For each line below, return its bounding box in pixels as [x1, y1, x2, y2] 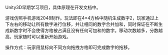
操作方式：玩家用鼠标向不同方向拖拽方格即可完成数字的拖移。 [5, 44, 132, 50]
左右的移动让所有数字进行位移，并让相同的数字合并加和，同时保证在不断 [9, 21, 158, 27]
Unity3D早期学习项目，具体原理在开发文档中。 [5, 4, 101, 10]
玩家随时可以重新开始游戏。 [13, 34, 71, 39]
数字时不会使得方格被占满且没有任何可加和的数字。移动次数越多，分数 [13, 27, 158, 33]
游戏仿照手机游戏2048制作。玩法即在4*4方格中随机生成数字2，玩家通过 [5, 15, 154, 21]
